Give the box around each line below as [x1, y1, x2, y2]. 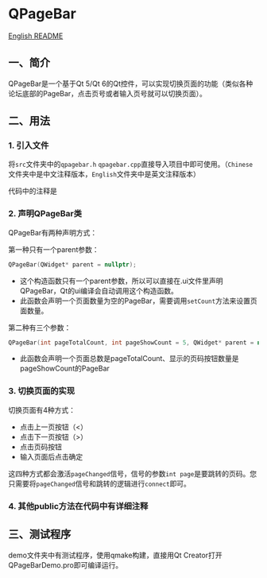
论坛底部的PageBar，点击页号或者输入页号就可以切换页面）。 [8, 88, 207, 98]
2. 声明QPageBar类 [8, 208, 82, 219]
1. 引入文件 [8, 140, 49, 151]
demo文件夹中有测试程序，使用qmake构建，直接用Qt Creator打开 [8, 550, 222, 560]
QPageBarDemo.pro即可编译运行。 [8, 560, 123, 569]
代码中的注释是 [8, 186, 57, 196]
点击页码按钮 [19, 442, 62, 452]
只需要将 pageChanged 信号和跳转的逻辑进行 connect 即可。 [8, 479, 191, 488]
